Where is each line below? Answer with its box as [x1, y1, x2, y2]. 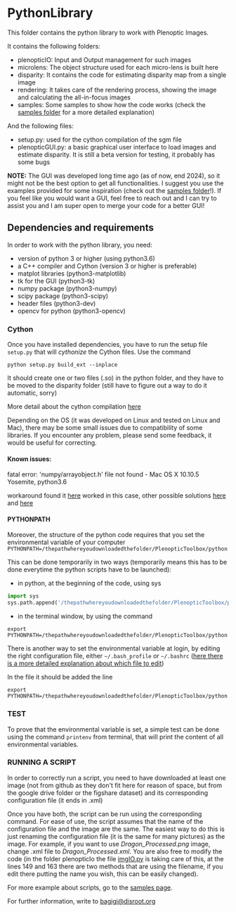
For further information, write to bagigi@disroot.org [7, 896, 156, 905]
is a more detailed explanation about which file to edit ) [7, 659, 164, 667]
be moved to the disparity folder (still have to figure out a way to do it [7, 381, 207, 390]
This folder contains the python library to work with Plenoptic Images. [7, 28, 209, 37]
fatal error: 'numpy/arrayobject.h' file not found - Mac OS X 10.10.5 [7, 470, 199, 479]
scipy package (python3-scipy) [17, 291, 109, 300]
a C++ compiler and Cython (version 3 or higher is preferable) [17, 261, 197, 270]
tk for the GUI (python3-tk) [17, 276, 96, 285]
